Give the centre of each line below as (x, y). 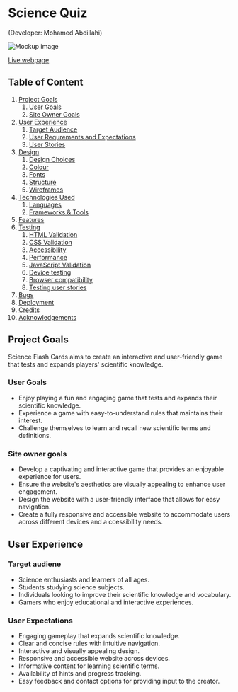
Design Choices (52, 159)
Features (31, 219)
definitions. (35, 435)
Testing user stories (58, 287)
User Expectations (40, 621)
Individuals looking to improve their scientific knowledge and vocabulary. (125, 594)
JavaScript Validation (60, 265)
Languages (45, 204)
